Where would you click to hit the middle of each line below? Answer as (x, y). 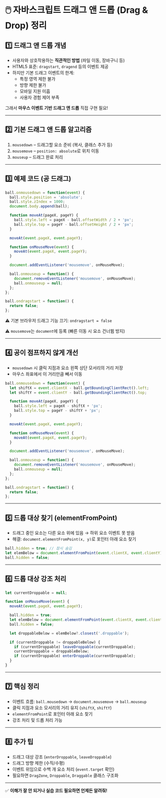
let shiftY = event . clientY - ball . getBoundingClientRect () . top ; (78, 393)
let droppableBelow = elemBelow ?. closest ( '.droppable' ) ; (69, 633)
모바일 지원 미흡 (35, 91)
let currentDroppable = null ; (36, 593)
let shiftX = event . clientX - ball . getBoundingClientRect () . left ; (79, 388)
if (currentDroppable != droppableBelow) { (55, 642)
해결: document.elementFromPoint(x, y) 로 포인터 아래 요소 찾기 (74, 539)
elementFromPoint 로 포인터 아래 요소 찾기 (52, 714)
